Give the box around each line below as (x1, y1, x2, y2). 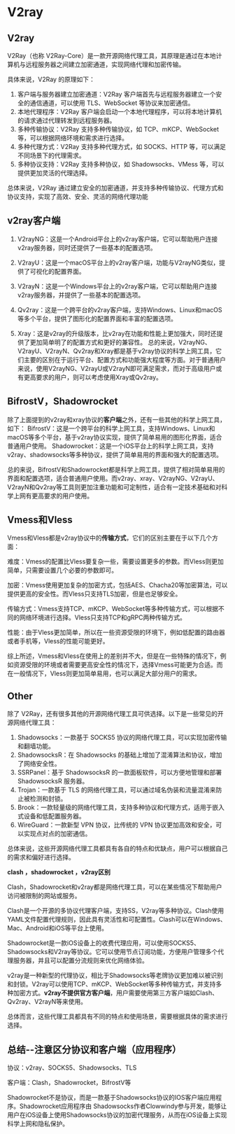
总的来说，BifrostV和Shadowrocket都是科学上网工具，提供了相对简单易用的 (7, 465, 225, 473)
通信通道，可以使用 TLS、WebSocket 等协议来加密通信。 (29, 99, 194, 107)
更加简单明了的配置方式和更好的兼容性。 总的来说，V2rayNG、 (29, 337, 211, 346)
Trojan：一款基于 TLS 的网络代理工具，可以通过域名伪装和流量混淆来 (17, 785, 216, 794)
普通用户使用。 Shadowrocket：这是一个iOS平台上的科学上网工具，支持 (7, 442, 214, 450)
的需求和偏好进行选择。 (7, 853, 75, 862)
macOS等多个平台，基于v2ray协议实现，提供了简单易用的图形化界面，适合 (7, 433, 222, 441)
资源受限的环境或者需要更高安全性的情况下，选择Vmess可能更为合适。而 (13, 661, 223, 669)
